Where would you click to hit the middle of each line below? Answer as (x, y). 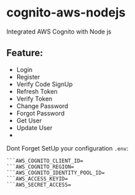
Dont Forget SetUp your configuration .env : (67, 148)
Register (28, 77)
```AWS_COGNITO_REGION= (40, 167)
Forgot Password (40, 113)
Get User (29, 120)
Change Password (42, 106)
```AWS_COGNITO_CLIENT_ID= (45, 161)
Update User (34, 127)
